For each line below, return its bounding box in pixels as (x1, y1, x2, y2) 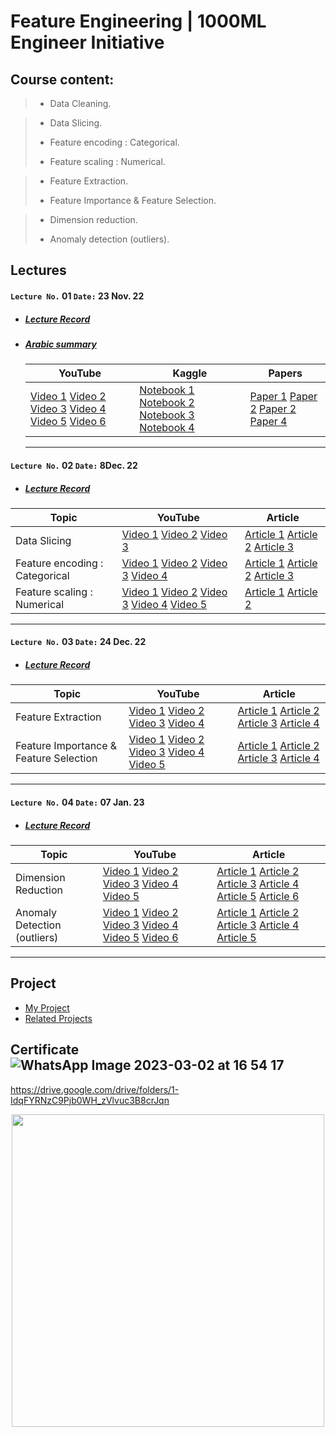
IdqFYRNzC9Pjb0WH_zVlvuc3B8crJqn (10, 1094, 170, 1106)
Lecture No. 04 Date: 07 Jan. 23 (10, 796, 145, 809)
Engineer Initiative (10, 31, 165, 54)
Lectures (10, 262, 67, 279)
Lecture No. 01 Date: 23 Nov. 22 (10, 290, 145, 302)
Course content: (10, 71, 115, 88)
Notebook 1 (139, 383, 195, 397)
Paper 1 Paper (249, 390, 318, 404)
